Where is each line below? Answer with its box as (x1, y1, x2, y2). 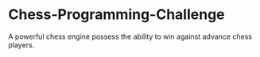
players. (8, 40, 35, 49)
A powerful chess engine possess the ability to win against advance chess (8, 32, 253, 41)
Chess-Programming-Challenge (8, 6, 225, 24)
